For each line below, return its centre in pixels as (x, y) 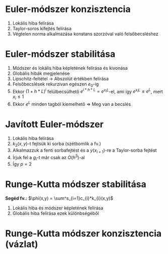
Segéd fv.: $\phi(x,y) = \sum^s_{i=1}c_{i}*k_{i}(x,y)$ (59, 198)
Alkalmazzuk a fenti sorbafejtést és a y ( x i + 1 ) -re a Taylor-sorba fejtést (85, 151)
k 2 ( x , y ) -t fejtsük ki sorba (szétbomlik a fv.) (57, 144)
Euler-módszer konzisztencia (68, 9)
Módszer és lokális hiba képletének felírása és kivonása (70, 68)
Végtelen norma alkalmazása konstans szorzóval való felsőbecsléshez (85, 34)
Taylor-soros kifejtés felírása (42, 28)
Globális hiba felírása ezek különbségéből (56, 213)
